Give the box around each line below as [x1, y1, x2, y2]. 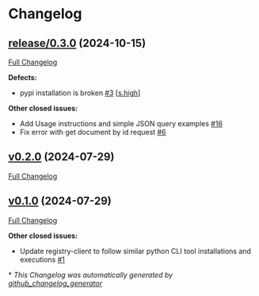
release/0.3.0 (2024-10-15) [8, 37, 147, 50]
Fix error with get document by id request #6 [19, 128, 166, 136]
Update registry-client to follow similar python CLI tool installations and [19, 246, 252, 256]
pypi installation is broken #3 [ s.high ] [19, 88, 141, 98]
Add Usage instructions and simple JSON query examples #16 [19, 119, 223, 128]
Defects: [8, 73, 37, 82]
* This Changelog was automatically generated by [8, 270, 173, 279]
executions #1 [19, 255, 65, 264]
